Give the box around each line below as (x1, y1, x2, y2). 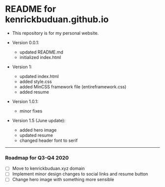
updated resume (19, 132, 53, 138)
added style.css (19, 79, 52, 84)
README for (5, 3, 56, 15)
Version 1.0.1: (12, 98, 38, 104)
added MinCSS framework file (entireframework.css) (19, 83, 127, 89)
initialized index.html (19, 54, 61, 60)
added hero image (19, 127, 57, 133)
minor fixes (19, 108, 43, 114)
